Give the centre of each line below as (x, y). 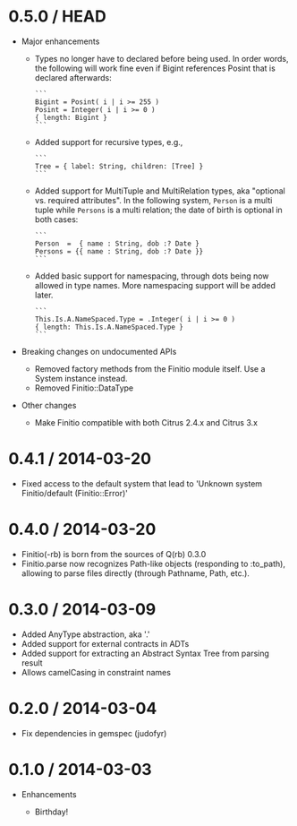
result (32, 663)
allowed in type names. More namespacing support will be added (155, 285)
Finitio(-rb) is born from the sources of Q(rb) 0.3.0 (114, 554)
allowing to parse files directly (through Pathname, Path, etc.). (135, 573)
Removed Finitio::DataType (84, 388)
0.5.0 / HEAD (57, 17)
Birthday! (51, 812)
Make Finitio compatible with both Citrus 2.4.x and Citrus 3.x (146, 422)
